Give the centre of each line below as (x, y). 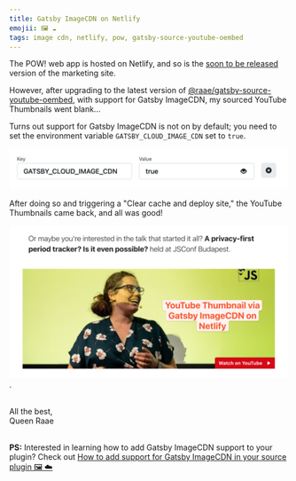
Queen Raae (32, 421)
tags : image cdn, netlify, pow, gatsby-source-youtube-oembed (126, 37)
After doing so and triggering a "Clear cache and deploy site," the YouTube (146, 203)
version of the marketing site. (63, 73)
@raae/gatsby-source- (230, 91)
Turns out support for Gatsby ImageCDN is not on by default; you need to (143, 126)
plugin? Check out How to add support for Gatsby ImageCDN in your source (148, 456)
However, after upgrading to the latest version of (97, 91)
